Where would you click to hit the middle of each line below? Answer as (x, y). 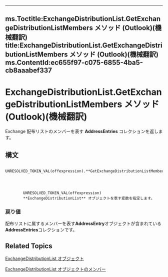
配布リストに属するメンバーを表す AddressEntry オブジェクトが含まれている (83, 223)
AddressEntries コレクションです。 (41, 230)
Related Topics (29, 246)
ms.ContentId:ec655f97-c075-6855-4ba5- (74, 63)
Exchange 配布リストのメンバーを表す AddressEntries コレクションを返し (82, 131)
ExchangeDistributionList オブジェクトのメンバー (55, 269)
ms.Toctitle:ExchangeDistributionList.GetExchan (83, 19)
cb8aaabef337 (29, 70)
